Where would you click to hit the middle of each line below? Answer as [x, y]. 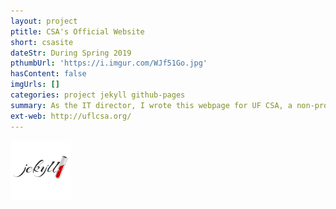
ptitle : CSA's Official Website [77, 31]
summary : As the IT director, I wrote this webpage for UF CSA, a [151, 105]
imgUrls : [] [35, 85]
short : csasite [42, 42]
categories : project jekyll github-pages [98, 95]
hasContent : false [48, 74]
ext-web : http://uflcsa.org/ [71, 116]
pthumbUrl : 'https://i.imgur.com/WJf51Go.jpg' [109, 63]
